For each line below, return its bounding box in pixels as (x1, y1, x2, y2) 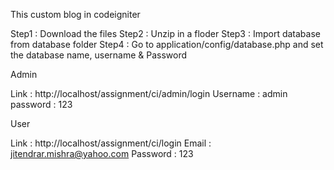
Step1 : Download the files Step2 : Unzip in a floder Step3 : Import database (10, 28, 321, 39)
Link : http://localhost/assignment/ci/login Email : (10, 137, 212, 149)
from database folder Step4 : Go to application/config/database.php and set (10, 39, 324, 50)
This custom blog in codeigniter (10, 9, 141, 20)
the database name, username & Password (10, 49, 188, 61)
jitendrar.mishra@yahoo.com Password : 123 (10, 148, 194, 159)
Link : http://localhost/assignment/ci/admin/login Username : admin (10, 88, 288, 99)
